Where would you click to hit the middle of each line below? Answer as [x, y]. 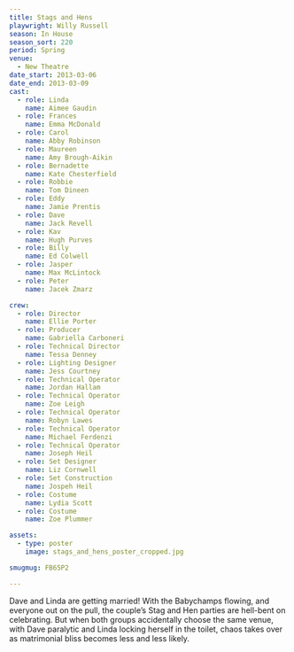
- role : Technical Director [69, 346]
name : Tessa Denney [61, 354]
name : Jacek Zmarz [59, 289]
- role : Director [49, 314]
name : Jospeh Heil [59, 486]
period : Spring [37, 50]
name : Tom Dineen [57, 190]
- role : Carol [43, 133]
